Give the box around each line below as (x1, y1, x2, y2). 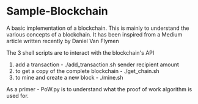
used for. (6, 92, 29, 99)
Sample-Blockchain (6, 4, 108, 18)
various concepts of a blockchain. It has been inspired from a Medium (6, 30, 183, 38)
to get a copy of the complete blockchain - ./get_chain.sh (15, 67, 160, 74)
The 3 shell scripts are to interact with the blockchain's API (6, 49, 155, 56)
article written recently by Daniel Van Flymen (6, 37, 119, 44)
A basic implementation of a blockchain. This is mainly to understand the (6, 24, 189, 32)
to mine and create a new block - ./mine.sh (15, 74, 123, 81)
